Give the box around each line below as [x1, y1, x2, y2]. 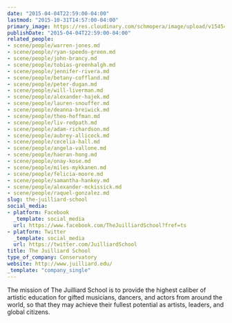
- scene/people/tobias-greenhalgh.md [7, 61, 116, 68]
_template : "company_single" [7, 266, 91, 273]
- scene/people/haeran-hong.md [7, 151, 97, 159]
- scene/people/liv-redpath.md [7, 119, 97, 126]
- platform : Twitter [7, 228, 67, 235]
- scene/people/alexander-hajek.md [7, 94, 110, 101]
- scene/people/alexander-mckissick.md [7, 184, 122, 190]
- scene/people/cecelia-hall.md [7, 139, 100, 146]
